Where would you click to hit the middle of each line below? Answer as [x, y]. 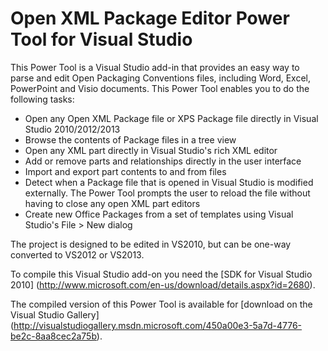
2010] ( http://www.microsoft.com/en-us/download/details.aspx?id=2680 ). [163, 284]
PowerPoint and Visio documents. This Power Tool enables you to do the [160, 88]
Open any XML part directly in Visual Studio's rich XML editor [151, 150]
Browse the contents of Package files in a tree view [130, 139]
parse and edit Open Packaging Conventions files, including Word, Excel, [161, 78]
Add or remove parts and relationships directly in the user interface [163, 161]
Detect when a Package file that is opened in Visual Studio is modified [169, 182]
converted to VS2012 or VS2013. [77, 254]
